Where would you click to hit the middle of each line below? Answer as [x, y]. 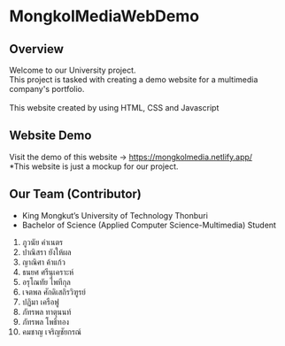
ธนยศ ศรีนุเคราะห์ [48, 272]
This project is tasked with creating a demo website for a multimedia [134, 80]
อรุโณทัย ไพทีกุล [46, 281]
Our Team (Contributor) [75, 194]
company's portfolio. [47, 89]
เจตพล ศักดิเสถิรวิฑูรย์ [54, 292]
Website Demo [50, 136]
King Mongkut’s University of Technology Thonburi [115, 215]
